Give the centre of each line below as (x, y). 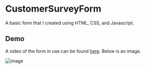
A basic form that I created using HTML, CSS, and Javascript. (70, 23)
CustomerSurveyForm (53, 9)
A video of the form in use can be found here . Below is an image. (73, 51)
